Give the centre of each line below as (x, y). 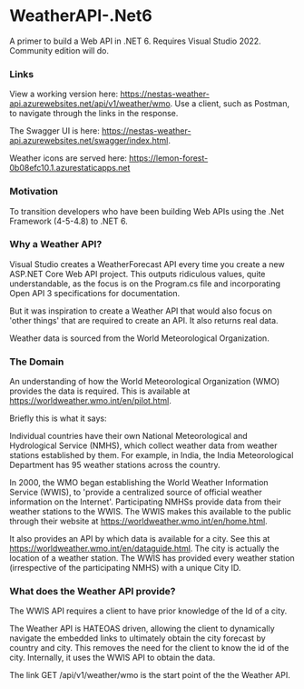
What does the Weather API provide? (93, 592)
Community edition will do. (59, 50)
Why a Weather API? (56, 245)
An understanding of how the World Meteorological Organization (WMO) (145, 382)
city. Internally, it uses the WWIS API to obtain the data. (113, 658)
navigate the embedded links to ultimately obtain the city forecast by (137, 638)
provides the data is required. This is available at (100, 391)
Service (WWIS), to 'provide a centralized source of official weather (136, 493)
